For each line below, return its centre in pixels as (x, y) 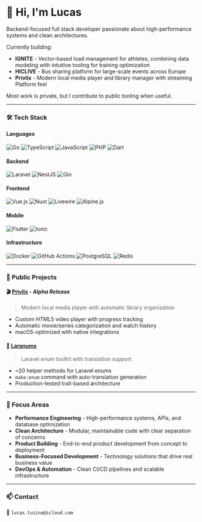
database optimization (42, 424)
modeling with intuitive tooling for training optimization (82, 65)
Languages (20, 134)
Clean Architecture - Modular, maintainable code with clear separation (103, 431)
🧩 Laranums (22, 346)
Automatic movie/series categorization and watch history (86, 325)
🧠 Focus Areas (28, 405)
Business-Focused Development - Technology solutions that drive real (104, 456)
